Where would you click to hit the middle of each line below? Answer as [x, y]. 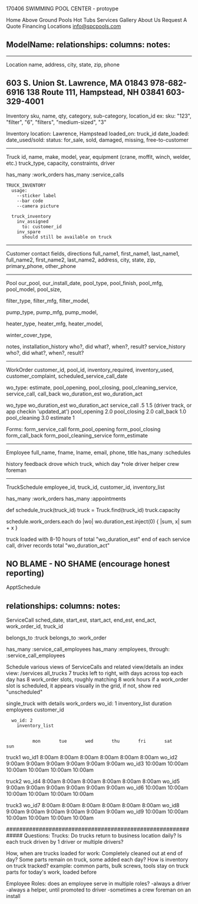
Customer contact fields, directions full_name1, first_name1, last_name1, [93, 253]
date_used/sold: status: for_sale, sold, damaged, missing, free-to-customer [97, 140]
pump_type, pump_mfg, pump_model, [52, 312]
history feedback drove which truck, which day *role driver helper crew [93, 464]
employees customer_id [35, 710]
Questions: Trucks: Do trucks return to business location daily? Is [103, 836]
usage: [19, 190]
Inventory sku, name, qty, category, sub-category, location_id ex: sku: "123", [99, 116]
